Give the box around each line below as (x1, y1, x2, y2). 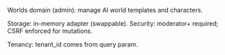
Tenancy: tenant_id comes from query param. (7, 40, 138, 48)
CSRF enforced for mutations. (7, 27, 93, 35)
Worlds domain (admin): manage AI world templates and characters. (7, 6, 203, 14)
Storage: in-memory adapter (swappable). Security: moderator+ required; (7, 19, 219, 27)
